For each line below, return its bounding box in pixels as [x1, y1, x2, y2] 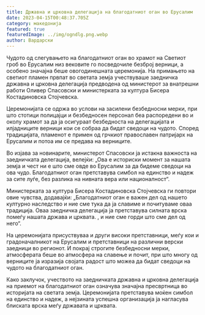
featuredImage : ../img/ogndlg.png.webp [6, 32, 108, 38]
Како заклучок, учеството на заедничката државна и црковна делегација [6, 276, 199, 283]
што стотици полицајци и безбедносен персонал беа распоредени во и [6, 111, 194, 119]
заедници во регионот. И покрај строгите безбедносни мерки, [6, 245, 170, 251]
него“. [6, 220, 21, 227]
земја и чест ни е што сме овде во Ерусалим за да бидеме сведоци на [6, 163, 192, 169]
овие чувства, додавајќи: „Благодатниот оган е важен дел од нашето [6, 194, 188, 201]
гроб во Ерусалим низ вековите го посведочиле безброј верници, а [6, 61, 184, 68]
